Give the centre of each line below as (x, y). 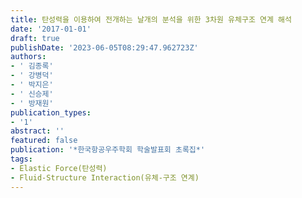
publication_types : (51, 112)
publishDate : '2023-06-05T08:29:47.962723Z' (104, 47)
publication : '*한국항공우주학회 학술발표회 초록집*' (108, 150)
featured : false (44, 141)
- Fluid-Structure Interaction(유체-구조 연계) (105, 177)
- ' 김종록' (32, 66)
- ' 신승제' (32, 94)
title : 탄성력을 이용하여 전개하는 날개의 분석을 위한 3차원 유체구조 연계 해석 (151, 19)
